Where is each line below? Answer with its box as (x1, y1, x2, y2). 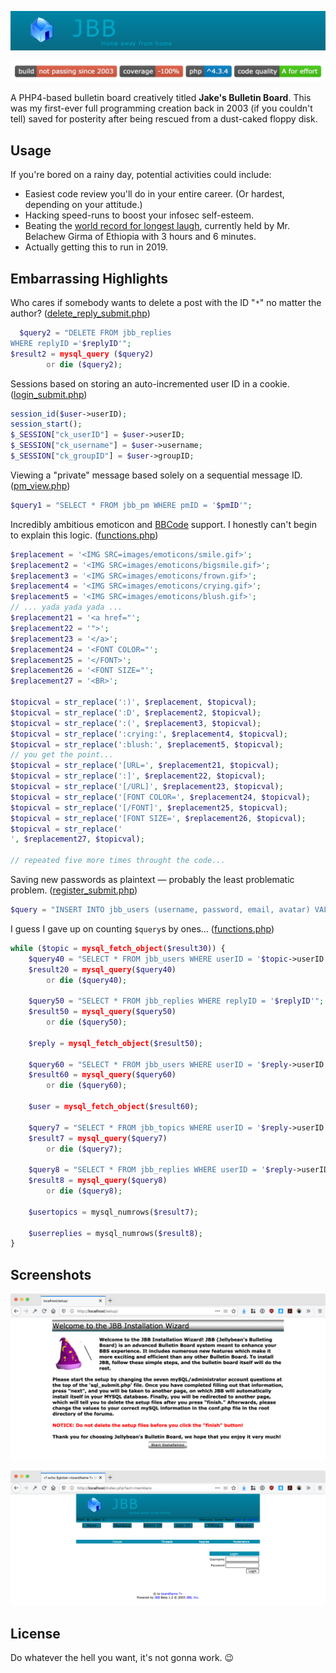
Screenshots (10, 1266, 92, 1283)
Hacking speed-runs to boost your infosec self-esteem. (24, 209, 254, 221)
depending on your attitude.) (24, 199, 143, 211)
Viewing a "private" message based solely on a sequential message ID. (10, 469, 303, 481)
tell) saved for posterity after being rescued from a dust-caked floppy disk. (10, 113, 318, 125)
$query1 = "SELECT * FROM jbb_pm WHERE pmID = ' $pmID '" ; (10, 500, 253, 510)
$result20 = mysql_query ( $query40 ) (28, 964, 177, 975)
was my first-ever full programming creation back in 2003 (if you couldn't (10, 102, 313, 115)
